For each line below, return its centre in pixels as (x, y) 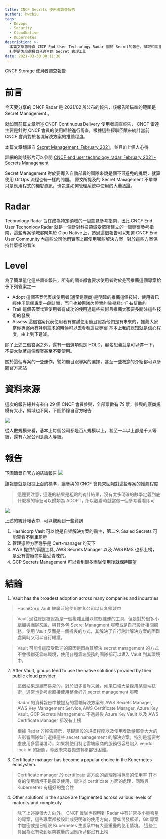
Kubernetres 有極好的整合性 (45, 787)
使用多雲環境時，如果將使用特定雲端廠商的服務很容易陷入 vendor (88, 743)
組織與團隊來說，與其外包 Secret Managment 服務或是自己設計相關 (85, 625)
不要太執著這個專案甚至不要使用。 (40, 351)
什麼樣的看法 (22, 245)
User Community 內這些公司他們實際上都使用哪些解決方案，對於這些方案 (79, 239)
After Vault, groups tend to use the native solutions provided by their (82, 670)
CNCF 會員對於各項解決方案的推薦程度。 (46, 137)
